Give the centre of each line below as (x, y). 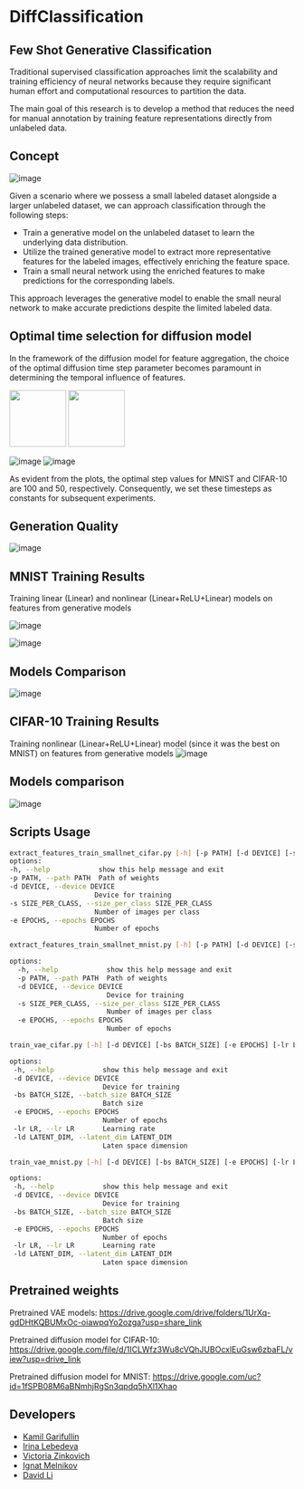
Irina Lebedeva (50, 1446)
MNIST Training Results (77, 576)
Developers (43, 1415)
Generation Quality (64, 527)
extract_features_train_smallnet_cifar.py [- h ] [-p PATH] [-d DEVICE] (145, 853)
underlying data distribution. (75, 242)
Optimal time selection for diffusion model (130, 336)
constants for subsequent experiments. (83, 498)
